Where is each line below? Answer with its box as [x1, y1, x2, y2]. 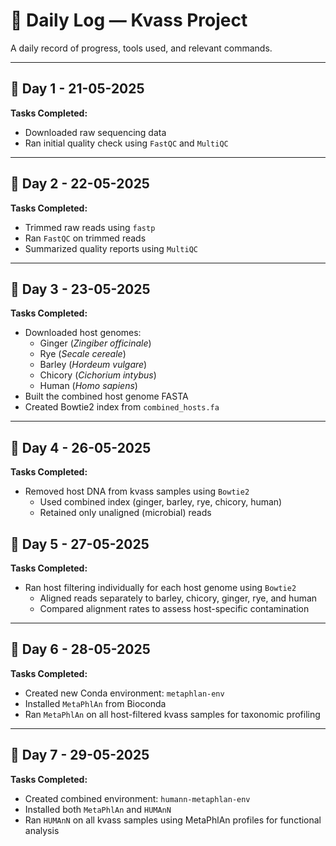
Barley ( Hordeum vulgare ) [39, 359, 148, 371]
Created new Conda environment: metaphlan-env [24, 687, 225, 699]
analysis [24, 824, 60, 836]
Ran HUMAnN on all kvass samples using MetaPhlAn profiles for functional [24, 814, 322, 826]
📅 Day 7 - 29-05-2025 [10, 747, 150, 764]
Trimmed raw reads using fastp [24, 221, 156, 233]
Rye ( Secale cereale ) [39, 348, 127, 360]
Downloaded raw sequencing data [24, 126, 167, 138]
